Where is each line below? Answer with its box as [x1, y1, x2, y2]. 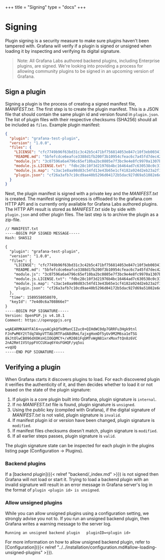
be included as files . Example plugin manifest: [5, 122, 101, 128]
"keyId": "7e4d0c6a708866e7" [9, 299, 69, 305]
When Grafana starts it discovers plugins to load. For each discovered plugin [5, 376, 160, 382]
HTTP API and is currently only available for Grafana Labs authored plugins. [5, 201, 158, 207]
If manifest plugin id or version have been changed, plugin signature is [12, 417, 155, 423]
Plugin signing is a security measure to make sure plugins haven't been [5, 37, 149, 43]
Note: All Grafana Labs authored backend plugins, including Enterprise [17, 58, 160, 64]
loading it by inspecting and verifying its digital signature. [5, 48, 121, 54]
